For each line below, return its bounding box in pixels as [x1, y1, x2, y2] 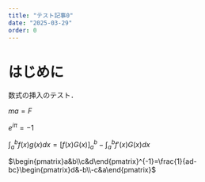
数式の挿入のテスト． [8, 90, 78, 100]
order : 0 [8, 26, 37, 34]
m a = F [8, 106, 32, 116]
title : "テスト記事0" [8, 11, 74, 20]
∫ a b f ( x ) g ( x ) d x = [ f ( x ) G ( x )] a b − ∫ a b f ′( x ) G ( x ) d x [8, 138, 150, 151]
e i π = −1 [8, 122, 34, 132]
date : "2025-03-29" [8, 19, 73, 27]
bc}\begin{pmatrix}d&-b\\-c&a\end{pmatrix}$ [8, 165, 157, 175]
